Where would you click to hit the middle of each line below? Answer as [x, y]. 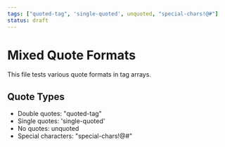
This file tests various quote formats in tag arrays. [79, 75]
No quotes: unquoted [48, 129]
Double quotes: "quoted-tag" [59, 114]
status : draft [28, 20]
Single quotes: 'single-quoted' [61, 121]
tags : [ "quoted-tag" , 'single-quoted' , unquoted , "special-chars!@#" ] [113, 14]
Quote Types [36, 97]
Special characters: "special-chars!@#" [75, 136]
